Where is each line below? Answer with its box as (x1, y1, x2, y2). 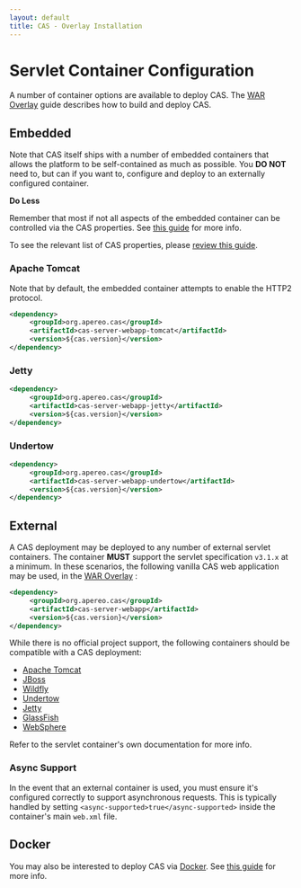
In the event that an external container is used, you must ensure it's (9, 782, 259, 793)
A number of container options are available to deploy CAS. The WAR (9, 90, 266, 101)
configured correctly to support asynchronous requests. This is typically (9, 792, 277, 803)
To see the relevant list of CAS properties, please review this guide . (9, 240, 258, 251)
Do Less (9, 195, 40, 207)
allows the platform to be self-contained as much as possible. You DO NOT (9, 159, 287, 170)
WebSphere (22, 722, 66, 733)
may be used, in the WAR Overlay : (9, 571, 137, 582)
